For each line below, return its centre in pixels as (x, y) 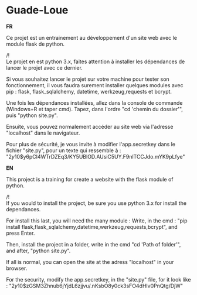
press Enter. (21, 233)
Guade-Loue (37, 10)
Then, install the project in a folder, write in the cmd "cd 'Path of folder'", (94, 244)
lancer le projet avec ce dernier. (45, 67)
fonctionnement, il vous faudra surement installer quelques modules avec (95, 85)
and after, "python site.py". (38, 251)
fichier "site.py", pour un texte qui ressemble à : (64, 150)
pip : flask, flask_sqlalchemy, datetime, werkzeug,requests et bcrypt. (89, 91)
